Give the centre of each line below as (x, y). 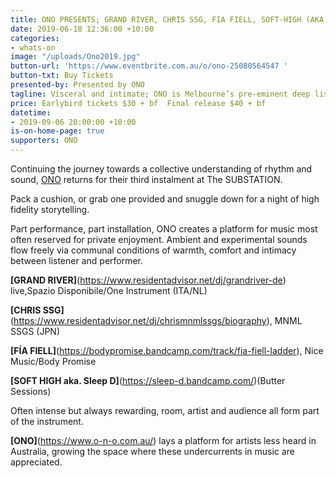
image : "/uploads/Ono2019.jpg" (75, 57)
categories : (35, 38)
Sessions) (31, 391)
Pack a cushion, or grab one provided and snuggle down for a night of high (165, 199)
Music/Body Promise (53, 361)
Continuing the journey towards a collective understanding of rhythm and (161, 169)
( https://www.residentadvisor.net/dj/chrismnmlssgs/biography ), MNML (156, 320)
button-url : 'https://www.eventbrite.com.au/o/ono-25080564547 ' (149, 66)
